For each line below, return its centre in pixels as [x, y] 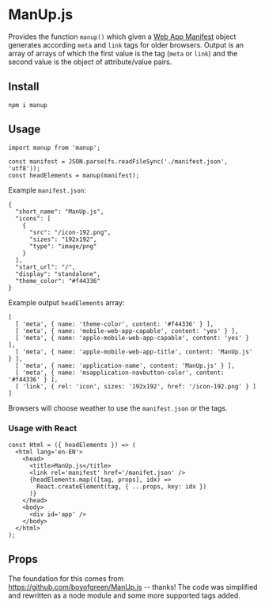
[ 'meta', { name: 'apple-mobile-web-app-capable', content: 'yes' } [132, 338]
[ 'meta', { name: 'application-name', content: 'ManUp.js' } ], [125, 365]
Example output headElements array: [66, 302]
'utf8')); [25, 168]
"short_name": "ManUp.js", [60, 212]
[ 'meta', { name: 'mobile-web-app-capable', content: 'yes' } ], [127, 331]
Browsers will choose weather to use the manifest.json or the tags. [118, 408]
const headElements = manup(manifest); [74, 175]
